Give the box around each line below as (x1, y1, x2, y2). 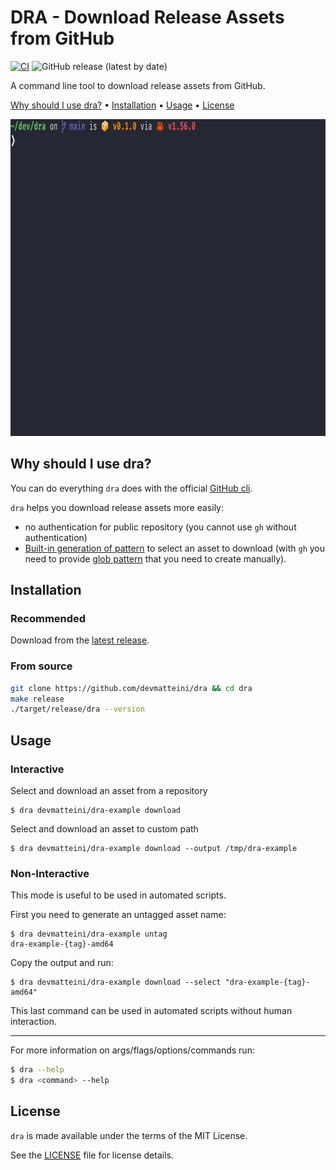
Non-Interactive (10, 866, 90, 880)
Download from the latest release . (10, 634, 150, 646)
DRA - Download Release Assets (10, 6, 285, 29)
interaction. (10, 1016, 58, 1028)
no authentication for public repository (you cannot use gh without (24, 521, 297, 533)
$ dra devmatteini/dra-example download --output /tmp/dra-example (10, 844, 298, 854)
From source (10, 659, 73, 673)
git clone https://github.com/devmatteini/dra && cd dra (10, 683, 253, 693)
